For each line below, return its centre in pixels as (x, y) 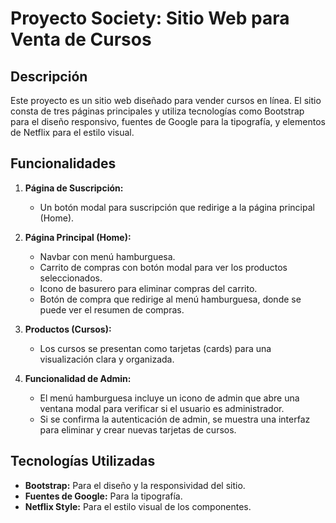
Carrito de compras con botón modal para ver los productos (163, 267)
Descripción (49, 76)
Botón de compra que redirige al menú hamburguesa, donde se (170, 299)
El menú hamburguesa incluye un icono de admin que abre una (169, 398)
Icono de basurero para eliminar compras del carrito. (148, 288)
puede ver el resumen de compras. (112, 309)
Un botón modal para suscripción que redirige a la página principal (177, 207)
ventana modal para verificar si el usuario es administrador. (162, 408)
